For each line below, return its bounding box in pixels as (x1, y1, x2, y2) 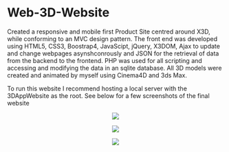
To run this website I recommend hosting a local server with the (7, 84, 188, 92)
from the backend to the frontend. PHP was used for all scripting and (7, 56, 203, 64)
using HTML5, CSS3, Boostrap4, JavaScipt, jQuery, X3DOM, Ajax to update (7, 42, 220, 50)
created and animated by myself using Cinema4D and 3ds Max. (7, 71, 188, 79)
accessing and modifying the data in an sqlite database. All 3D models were (7, 64, 222, 72)
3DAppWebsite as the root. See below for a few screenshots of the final (7, 91, 210, 100)
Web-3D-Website (7, 5, 110, 21)
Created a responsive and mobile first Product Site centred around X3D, (7, 27, 211, 36)
